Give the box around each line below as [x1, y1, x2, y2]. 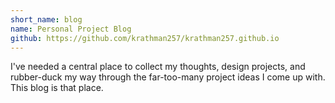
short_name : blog [10, 14, 83, 25]
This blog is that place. [10, 82, 104, 94]
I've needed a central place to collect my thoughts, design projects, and [10, 61, 306, 73]
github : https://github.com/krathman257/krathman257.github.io [10, 33, 280, 43]
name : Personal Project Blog [10, 24, 132, 34]
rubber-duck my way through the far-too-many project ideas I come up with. [10, 71, 326, 83]
